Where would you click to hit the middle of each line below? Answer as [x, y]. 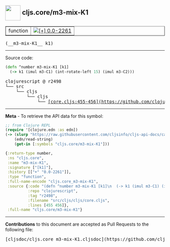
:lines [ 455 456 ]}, [48, 205]
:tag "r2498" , [42, 196]
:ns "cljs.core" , [26, 158]
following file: [19, 230]
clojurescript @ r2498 [33, 81]
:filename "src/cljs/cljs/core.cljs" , [69, 200]
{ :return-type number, [29, 153]
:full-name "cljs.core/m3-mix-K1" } [45, 210]
